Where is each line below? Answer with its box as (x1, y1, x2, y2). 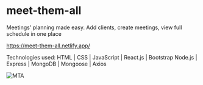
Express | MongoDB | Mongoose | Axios (6, 60, 107, 67)
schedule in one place (6, 30, 62, 37)
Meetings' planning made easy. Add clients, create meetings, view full (6, 24, 182, 31)
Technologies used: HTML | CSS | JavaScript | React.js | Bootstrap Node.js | (6, 53, 198, 61)
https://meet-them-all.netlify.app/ (6, 42, 90, 49)
